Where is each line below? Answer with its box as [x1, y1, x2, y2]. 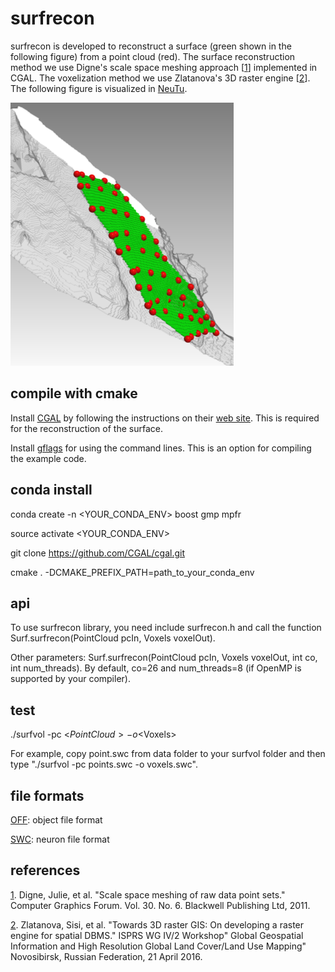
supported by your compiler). [10, 673, 131, 685]
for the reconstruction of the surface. [10, 422, 163, 434]
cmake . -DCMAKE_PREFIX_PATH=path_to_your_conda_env [10, 566, 255, 578]
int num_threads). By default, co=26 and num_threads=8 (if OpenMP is [10, 662, 302, 674]
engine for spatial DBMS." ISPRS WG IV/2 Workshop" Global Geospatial [10, 929, 304, 941]
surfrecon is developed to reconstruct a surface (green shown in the [10, 40, 292, 52]
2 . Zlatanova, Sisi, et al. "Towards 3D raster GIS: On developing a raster [10, 918, 305, 931]
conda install [10, 482, 93, 499]
